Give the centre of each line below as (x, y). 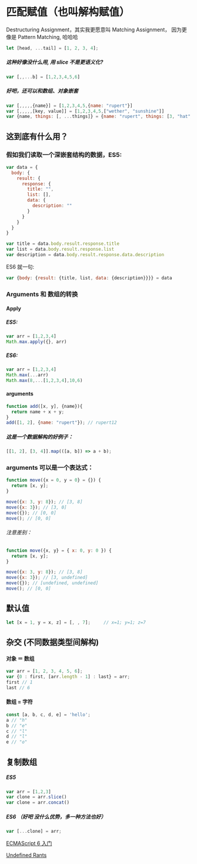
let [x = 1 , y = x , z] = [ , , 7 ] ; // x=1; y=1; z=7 (76, 622)
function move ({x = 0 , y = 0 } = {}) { (54, 480)
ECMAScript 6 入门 (29, 843)
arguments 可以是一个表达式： (50, 468)
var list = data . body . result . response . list (60, 249)
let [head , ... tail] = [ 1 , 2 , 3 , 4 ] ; (52, 48)
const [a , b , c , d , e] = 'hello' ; (49, 715)
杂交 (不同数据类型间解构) (52, 642)
